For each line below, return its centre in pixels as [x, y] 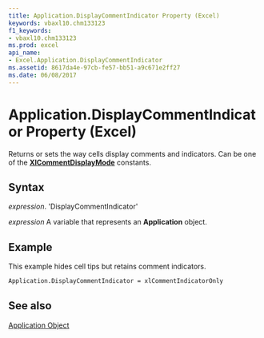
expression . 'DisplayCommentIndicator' [73, 207]
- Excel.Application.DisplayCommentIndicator [85, 61]
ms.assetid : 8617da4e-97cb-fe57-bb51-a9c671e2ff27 [94, 68]
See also [30, 306]
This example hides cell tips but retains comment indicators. [107, 266]
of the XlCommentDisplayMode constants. [80, 162]
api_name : [25, 53]
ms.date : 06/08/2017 [43, 75]
